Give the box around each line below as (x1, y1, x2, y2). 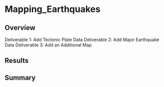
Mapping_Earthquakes (4, 3, 101, 15)
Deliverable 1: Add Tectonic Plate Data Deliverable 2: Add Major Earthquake (4, 36, 160, 42)
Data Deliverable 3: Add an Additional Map (4, 42, 92, 48)
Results (4, 56, 29, 65)
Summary (4, 73, 36, 82)
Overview (4, 23, 36, 32)
